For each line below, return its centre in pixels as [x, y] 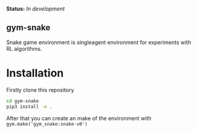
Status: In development [36, 9]
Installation [35, 73]
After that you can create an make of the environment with [79, 118]
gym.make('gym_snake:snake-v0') [47, 124]
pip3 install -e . [29, 106]
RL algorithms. [24, 48]
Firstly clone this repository [40, 89]
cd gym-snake [23, 101]
